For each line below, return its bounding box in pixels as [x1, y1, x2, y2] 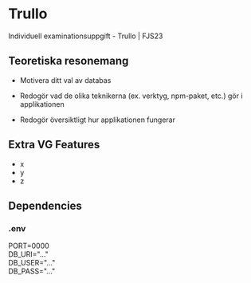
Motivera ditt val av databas [19, 75, 112, 85]
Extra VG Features [8, 138, 100, 151]
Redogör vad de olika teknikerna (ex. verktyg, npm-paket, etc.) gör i [19, 91, 243, 100]
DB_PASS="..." [8, 266, 56, 276]
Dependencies [8, 198, 82, 212]
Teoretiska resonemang [8, 54, 129, 68]
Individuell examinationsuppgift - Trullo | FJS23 [8, 31, 163, 41]
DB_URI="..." [8, 250, 49, 259]
